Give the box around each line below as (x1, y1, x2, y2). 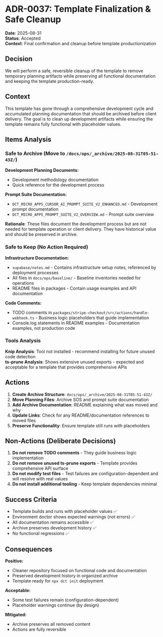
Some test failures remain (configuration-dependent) (12, 597, 119, 603)
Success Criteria (5, 495, 57, 504)
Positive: (5, 558, 23, 564)
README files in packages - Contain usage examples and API (12, 285, 137, 291)
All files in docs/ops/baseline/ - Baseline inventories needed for (12, 275, 141, 281)
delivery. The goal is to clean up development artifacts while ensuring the (5, 116, 153, 122)
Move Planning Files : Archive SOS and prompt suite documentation (12, 397, 149, 402)
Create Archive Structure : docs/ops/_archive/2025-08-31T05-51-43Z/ (12, 391, 153, 397)
